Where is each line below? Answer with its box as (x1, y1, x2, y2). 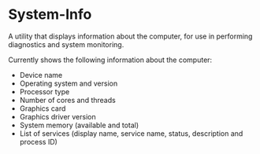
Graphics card (19, 104, 66, 113)
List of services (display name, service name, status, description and (19, 128, 243, 138)
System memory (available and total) (19, 120, 139, 130)
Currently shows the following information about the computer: (8, 55, 213, 64)
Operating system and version (19, 79, 118, 88)
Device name (19, 70, 63, 79)
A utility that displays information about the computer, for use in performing (8, 31, 253, 41)
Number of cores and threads (19, 95, 116, 104)
